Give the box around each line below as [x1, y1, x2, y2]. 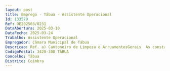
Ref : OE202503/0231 [5, 21, 47, 26]
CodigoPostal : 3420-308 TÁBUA [5, 49, 69, 54]
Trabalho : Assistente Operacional [5, 35, 78, 40]
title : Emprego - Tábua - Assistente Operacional [5, 12, 112, 17]
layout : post [5, 7, 33, 12]
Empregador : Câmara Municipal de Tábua [5, 40, 90, 45]
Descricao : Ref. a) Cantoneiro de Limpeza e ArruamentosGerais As [5, 44, 151, 49]
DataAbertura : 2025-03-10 [5, 26, 60, 31]
